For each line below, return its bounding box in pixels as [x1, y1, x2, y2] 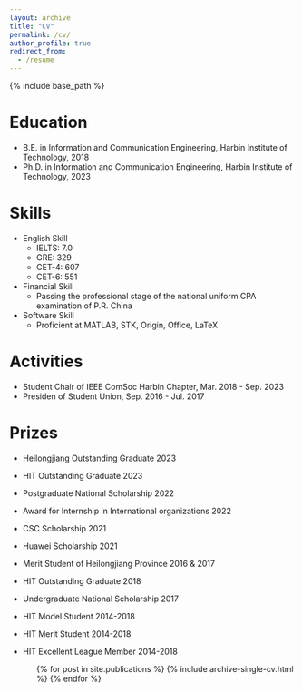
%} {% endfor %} [35, 673, 102, 684]
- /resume [17, 55, 54, 64]
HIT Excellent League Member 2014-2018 [22, 646, 179, 657]
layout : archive [9, 13, 71, 23]
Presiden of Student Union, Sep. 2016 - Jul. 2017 [22, 391, 205, 402]
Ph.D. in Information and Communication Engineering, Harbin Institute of [22, 161, 293, 172]
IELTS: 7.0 [35, 242, 73, 253]
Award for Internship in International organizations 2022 [22, 505, 231, 516]
